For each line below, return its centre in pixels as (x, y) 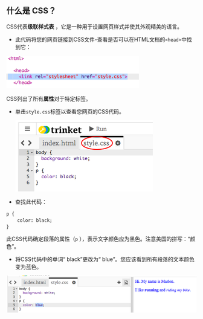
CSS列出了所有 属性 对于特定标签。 (49, 98)
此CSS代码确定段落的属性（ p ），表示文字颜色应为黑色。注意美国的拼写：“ (98, 239)
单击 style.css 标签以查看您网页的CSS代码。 (70, 111)
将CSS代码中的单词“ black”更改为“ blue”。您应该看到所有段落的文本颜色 (105, 259)
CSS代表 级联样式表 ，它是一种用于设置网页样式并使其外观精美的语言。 (95, 27)
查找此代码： (31, 202)
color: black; (35, 220)
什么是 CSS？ (31, 11)
